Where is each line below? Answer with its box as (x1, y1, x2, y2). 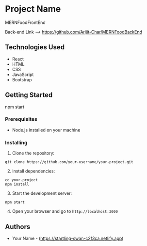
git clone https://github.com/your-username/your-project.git (5, 160, 133, 165)
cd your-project (5, 178, 38, 183)
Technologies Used (5, 43, 65, 52)
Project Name (5, 3, 61, 15)
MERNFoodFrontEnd (5, 19, 46, 25)
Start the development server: (12, 190, 72, 196)
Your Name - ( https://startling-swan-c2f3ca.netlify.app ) (12, 235, 124, 241)
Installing (5, 139, 28, 146)
